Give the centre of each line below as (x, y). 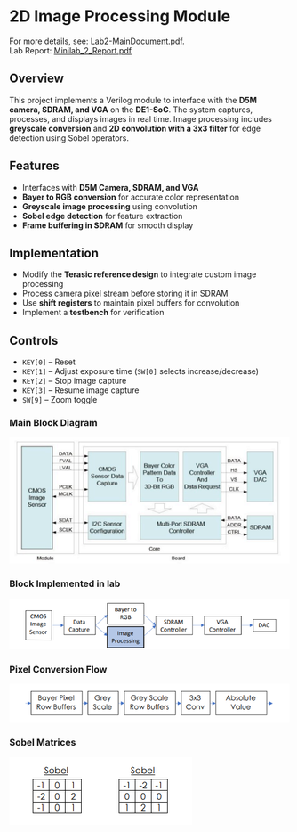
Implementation (54, 253)
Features (34, 166)
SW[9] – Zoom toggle (60, 400)
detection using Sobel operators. (69, 138)
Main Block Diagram (53, 423)
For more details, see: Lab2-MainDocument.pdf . (97, 41)
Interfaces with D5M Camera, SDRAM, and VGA (110, 187)
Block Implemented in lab (65, 583)
